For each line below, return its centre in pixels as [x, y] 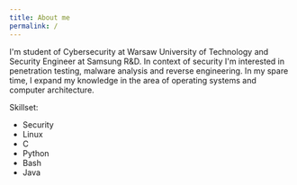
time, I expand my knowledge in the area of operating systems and [133, 80]
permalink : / [34, 26]
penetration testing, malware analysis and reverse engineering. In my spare [149, 70]
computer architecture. [52, 90]
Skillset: [24, 107]
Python [36, 153]
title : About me [40, 18]
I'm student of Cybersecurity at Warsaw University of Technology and [139, 51]
